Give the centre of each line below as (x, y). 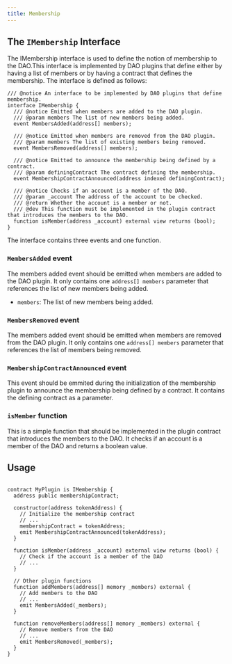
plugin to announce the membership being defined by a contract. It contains (116, 390)
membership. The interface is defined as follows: (77, 81)
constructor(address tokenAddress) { (68, 508)
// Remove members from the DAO (66, 630)
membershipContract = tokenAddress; (73, 526)
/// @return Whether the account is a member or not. (93, 203)
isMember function (38, 416)
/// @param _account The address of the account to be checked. (108, 197)
